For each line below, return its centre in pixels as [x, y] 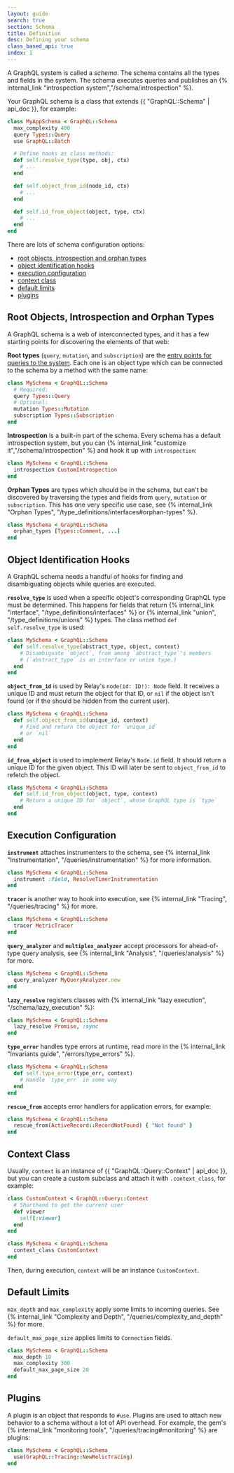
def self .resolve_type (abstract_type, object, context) [97, 646]
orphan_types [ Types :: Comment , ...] [67, 531]
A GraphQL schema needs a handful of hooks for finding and [95, 576]
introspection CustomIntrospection [66, 470]
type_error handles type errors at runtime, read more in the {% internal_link [116, 1047]
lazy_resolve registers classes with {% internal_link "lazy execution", [107, 1000]
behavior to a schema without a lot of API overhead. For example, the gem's [117, 1423]
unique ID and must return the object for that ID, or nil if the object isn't [111, 694]
